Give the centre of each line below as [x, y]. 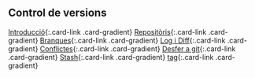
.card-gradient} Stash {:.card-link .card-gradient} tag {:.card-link [111, 57]
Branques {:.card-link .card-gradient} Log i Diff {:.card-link [133, 40]
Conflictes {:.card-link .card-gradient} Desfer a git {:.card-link [138, 48]
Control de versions [57, 13]
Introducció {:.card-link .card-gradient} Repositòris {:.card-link [107, 32]
